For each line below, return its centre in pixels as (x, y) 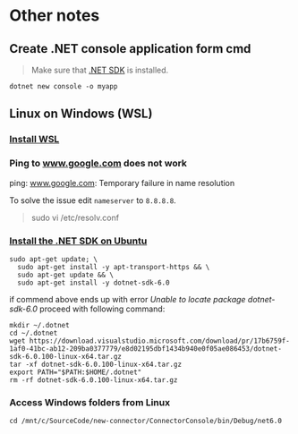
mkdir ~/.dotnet (39, 325)
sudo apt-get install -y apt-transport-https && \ (114, 267)
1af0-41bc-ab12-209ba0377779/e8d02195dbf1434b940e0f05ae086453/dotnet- (145, 349)
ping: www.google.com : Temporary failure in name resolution (122, 183)
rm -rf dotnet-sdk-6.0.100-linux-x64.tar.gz (94, 380)
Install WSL (34, 140)
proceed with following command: (102, 309)
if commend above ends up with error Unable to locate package (128, 299)
